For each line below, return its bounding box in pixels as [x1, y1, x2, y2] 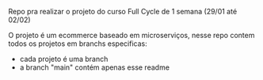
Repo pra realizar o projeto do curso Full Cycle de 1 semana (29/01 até [8, 7, 238, 16]
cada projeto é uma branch [19, 55, 109, 63]
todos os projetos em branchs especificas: [8, 39, 148, 48]
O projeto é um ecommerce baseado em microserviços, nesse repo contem [8, 31, 255, 40]
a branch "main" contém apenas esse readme [19, 63, 170, 72]
